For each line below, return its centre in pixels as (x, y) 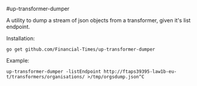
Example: (18, 60)
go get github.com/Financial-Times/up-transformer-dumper (81, 49)
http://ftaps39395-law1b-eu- (140, 72)
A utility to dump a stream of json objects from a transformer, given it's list (98, 20)
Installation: (21, 38)
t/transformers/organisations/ (46, 77)
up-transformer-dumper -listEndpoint (54, 72)
